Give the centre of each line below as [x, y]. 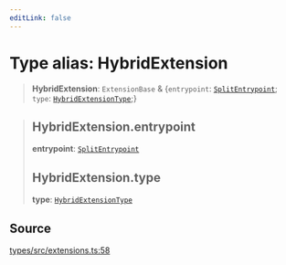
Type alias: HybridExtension [119, 63]
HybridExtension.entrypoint [114, 127]
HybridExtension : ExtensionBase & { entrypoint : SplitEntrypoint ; [154, 89]
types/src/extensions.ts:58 [60, 250]
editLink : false [40, 18]
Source [31, 228]
